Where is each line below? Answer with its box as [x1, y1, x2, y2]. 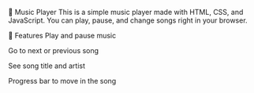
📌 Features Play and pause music [8, 31, 117, 40]
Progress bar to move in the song [8, 77, 117, 85]
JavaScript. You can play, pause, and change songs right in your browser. [8, 16, 248, 25]
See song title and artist [8, 61, 85, 70]
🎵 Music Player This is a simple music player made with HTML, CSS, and [8, 8, 244, 16]
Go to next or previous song [8, 46, 99, 55]
